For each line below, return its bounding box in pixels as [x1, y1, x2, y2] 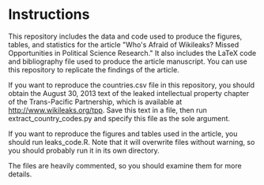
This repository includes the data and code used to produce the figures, [8, 31, 243, 41]
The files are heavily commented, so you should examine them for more [8, 161, 243, 170]
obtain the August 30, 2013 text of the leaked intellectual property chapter [8, 88, 250, 98]
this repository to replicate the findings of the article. [8, 65, 179, 74]
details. [8, 169, 32, 179]
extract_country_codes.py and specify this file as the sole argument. [8, 113, 231, 123]
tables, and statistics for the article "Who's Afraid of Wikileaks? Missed [8, 39, 239, 49]
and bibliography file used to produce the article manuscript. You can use [8, 57, 247, 66]
